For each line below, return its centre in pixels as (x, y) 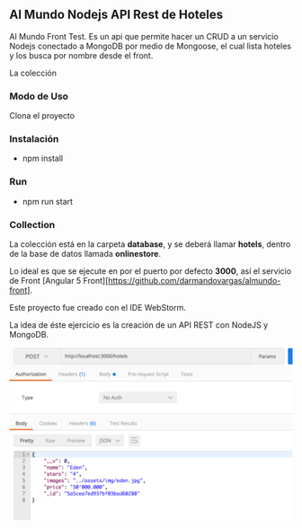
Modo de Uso (39, 96)
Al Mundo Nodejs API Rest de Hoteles (116, 15)
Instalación (34, 139)
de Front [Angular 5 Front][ (59, 281)
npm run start (48, 201)
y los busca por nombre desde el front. (81, 55)
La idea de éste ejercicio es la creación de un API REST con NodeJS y (139, 325)
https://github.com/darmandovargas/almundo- (194, 281)
